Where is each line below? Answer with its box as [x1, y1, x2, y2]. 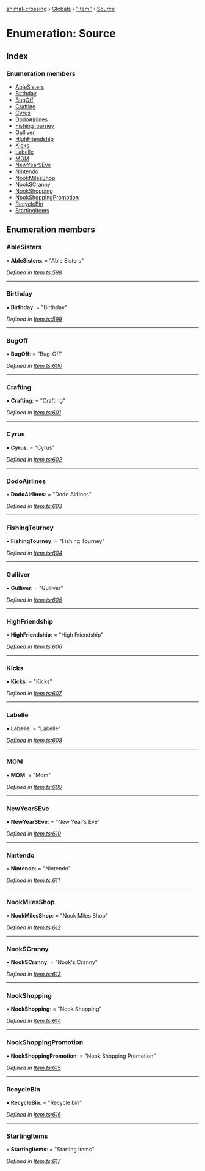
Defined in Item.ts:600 [6, 362, 63, 370]
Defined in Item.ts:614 [6, 1017, 62, 1025]
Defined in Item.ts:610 [6, 830, 62, 837]
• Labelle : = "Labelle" [6, 725, 61, 732]
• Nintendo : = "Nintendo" [6, 865, 71, 872]
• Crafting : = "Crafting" [6, 397, 66, 405]
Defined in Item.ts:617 [6, 1158, 61, 1165]
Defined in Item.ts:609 [6, 783, 63, 790]
